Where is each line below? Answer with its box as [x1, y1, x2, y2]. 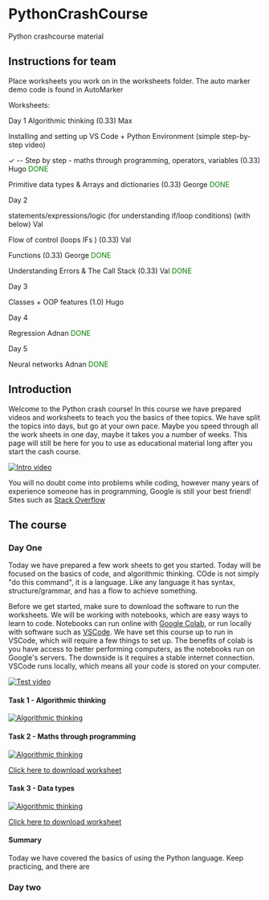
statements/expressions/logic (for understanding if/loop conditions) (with [8, 211, 251, 220]
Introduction [8, 382, 72, 396]
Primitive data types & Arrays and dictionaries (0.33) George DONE [8, 179, 230, 189]
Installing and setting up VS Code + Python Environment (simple [8, 131, 221, 141]
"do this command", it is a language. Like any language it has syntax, [8, 578, 235, 587]
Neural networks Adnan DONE [8, 359, 109, 369]
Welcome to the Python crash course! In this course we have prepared [8, 403, 242, 414]
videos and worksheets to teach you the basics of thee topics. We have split [8, 412, 261, 422]
